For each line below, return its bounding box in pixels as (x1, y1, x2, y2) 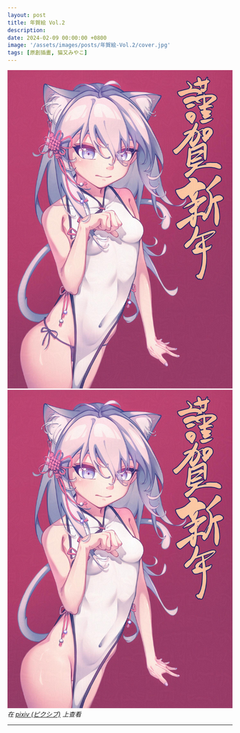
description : (7, 26, 46, 34)
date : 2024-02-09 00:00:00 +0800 (7, 34, 107, 41)
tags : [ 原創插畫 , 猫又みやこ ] (7, 49, 88, 56)
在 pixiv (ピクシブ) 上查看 (7, 709, 81, 718)
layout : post (7, 11, 46, 19)
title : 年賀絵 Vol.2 (7, 19, 66, 26)
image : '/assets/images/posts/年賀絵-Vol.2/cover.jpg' (7, 41, 171, 49)
